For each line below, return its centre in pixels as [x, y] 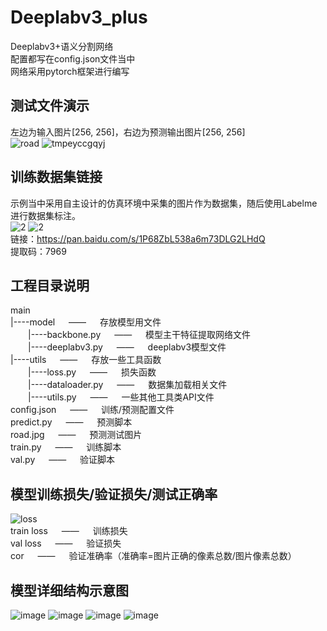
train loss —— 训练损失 [69, 531]
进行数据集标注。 [45, 215]
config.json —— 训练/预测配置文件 [92, 410]
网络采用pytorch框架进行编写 [70, 71]
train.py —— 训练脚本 [66, 447]
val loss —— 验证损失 [66, 543]
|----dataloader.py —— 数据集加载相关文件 [128, 385]
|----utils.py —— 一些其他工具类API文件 [121, 397]
